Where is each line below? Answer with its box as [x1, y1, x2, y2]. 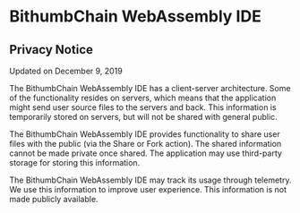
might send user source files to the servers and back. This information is [9, 102, 277, 113]
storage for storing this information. [9, 158, 141, 167]
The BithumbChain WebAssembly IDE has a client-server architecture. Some [9, 83, 291, 93]
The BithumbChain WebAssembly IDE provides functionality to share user [9, 129, 280, 140]
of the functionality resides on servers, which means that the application [9, 92, 277, 103]
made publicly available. [9, 194, 99, 204]
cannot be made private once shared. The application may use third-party [9, 148, 282, 158]
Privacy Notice [9, 42, 94, 57]
